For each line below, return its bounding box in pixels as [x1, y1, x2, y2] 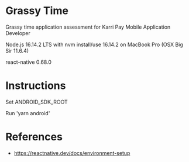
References [5, 130, 63, 144]
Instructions [5, 79, 66, 92]
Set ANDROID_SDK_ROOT [5, 98, 68, 105]
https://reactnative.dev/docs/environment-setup [13, 149, 130, 156]
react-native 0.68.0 [5, 58, 52, 66]
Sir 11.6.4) [5, 47, 29, 54]
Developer [5, 29, 30, 36]
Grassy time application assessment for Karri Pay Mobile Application [5, 23, 171, 30]
